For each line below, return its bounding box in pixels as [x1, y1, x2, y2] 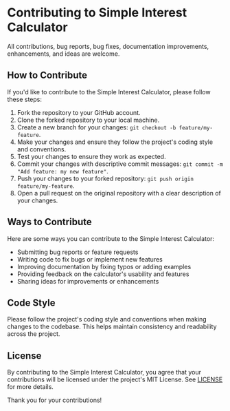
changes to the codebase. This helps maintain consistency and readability [7, 322, 218, 331]
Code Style [7, 297, 56, 308]
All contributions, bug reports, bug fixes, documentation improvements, [7, 42, 209, 50]
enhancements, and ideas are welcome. [7, 50, 120, 58]
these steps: [7, 95, 43, 103]
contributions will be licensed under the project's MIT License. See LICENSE [7, 375, 223, 383]
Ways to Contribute [7, 216, 92, 228]
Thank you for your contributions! [7, 396, 102, 404]
